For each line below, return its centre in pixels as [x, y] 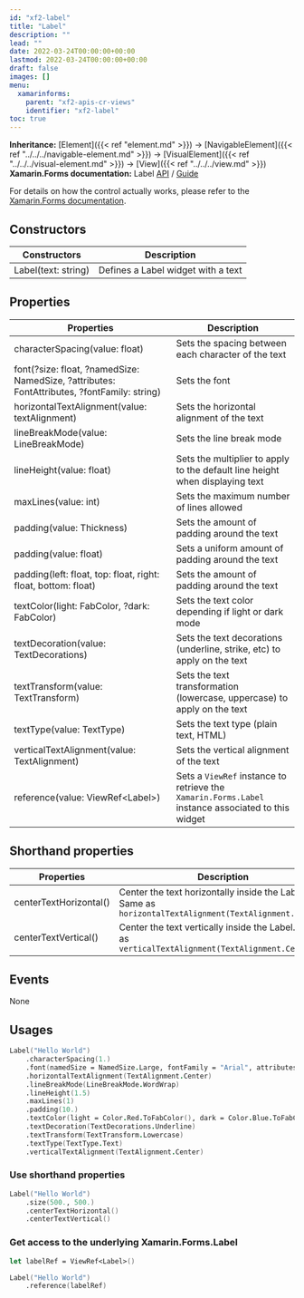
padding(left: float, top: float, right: [87, 574]
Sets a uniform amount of [230, 547]
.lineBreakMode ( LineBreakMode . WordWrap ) [103, 1084]
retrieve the [200, 787]
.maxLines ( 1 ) [50, 1101]
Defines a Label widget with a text [170, 270]
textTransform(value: [58, 686]
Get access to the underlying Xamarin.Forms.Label [123, 1243]
